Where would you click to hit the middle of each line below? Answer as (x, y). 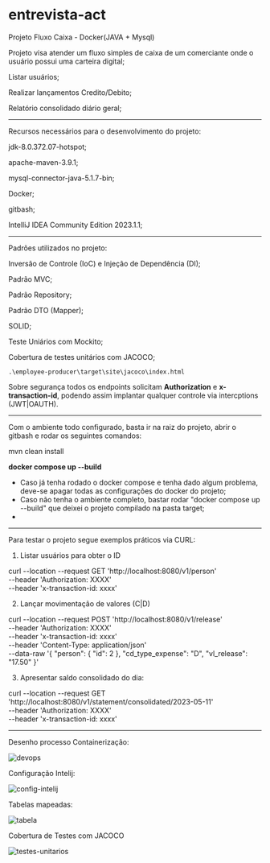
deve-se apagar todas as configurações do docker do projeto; (123, 491)
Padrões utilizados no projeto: (58, 248)
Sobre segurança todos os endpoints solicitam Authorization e (113, 386)
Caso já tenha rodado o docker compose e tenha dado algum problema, (139, 482)
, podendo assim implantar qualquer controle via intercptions (158, 395)
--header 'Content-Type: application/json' (78, 645)
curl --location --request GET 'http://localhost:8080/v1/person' (112, 571)
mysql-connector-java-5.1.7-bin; (61, 178)
